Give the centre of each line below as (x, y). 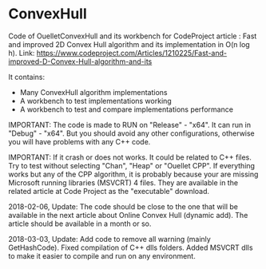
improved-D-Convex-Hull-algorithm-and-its (80, 61)
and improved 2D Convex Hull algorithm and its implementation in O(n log (129, 44)
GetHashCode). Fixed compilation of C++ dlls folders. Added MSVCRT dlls (131, 247)
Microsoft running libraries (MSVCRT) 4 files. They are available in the (123, 182)
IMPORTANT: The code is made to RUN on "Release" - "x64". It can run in (130, 125)
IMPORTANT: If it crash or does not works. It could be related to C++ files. (130, 157)
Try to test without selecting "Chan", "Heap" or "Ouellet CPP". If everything (132, 165)
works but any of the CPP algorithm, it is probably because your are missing (133, 174)
